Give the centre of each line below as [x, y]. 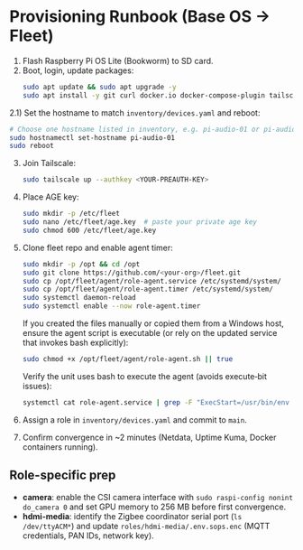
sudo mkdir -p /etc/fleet [71, 214]
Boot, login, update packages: [78, 70]
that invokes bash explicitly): [75, 343]
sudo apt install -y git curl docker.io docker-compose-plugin [144, 95]
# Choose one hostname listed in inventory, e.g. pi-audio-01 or [134, 129]
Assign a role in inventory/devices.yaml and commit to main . [135, 419]
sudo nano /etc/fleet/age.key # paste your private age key [140, 222]
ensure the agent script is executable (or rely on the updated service [150, 333]
